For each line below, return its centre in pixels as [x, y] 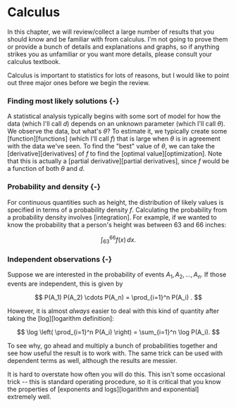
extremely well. [29, 397]
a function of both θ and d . [46, 169]
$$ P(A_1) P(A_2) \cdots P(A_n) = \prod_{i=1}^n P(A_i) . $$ [118, 298]
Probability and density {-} [54, 187]
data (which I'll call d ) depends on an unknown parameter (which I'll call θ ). [116, 124]
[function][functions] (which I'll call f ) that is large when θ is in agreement [114, 139]
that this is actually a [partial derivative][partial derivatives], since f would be [118, 161]
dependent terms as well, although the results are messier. [92, 361]
